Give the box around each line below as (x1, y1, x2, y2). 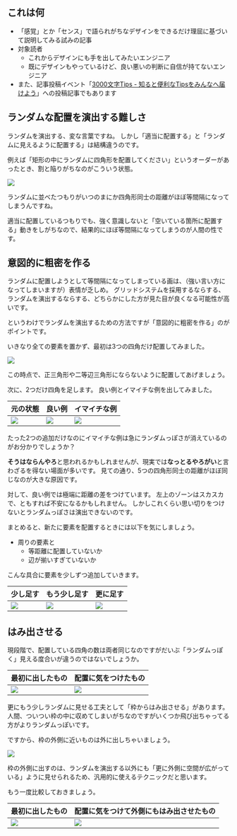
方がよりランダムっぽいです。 (7, 721, 93, 729)
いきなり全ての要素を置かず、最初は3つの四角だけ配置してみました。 (7, 342, 209, 351)
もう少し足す (46, 589, 89, 599)
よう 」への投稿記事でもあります (23, 88, 117, 97)
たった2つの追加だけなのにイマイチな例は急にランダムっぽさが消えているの (7, 434, 227, 442)
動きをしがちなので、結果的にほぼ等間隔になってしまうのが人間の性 (19, 225, 217, 233)
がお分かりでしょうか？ (7, 443, 75, 451)
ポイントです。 (7, 327, 51, 336)
